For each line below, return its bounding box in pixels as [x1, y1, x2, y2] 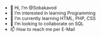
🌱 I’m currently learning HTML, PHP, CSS [10, 15, 96, 21]
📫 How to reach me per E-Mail [10, 26, 75, 32]
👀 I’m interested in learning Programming [10, 10, 96, 16]
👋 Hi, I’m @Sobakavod [10, 5, 57, 10]
